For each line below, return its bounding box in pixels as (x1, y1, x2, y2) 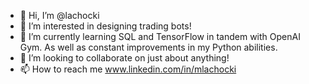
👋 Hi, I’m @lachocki (19, 10, 100, 21)
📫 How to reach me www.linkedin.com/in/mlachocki (19, 63, 237, 75)
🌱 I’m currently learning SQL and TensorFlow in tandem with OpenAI (19, 31, 301, 42)
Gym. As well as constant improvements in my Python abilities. (19, 41, 278, 53)
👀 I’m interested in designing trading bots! (19, 20, 192, 32)
